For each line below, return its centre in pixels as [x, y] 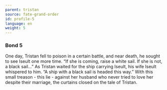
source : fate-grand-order [32, 14]
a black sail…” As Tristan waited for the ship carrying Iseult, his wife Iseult [81, 67]
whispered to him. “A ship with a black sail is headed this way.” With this [79, 72]
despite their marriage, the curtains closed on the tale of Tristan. [71, 83]
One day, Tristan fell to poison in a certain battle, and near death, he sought [83, 56]
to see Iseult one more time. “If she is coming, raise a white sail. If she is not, [84, 61]
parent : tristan [22, 10]
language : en [19, 23]
